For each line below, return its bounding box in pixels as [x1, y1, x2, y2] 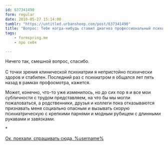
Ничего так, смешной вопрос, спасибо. [5, 58, 89, 64]
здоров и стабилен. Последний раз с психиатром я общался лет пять [5, 74, 154, 80]
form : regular [5, 12, 35, 17]
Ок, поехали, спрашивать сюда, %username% [5, 135, 104, 141]
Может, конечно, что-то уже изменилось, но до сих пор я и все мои [5, 89, 151, 95]
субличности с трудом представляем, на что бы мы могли [5, 94, 130, 100]
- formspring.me [14, 36, 48, 41]
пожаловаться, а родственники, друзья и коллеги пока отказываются [5, 100, 155, 106]
